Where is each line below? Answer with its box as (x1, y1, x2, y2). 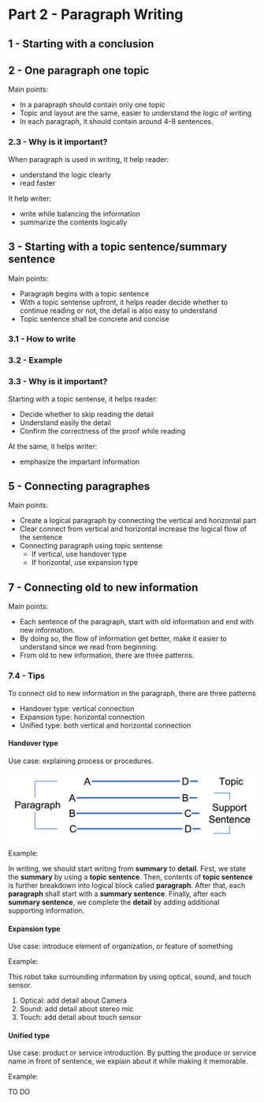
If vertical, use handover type (31, 549, 128, 559)
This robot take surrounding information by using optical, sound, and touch (8, 972, 252, 981)
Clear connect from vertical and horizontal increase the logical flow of (19, 524, 247, 534)
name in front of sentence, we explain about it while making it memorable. (8, 1056, 248, 1066)
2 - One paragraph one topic (8, 63, 150, 77)
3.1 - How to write (8, 333, 76, 344)
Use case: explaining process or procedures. (8, 756, 154, 766)
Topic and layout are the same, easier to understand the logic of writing (19, 108, 252, 118)
